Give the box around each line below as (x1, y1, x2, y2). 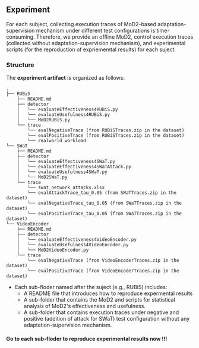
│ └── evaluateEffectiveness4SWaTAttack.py (17, 164, 132, 170)
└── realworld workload (27, 138, 86, 144)
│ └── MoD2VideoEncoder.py (17, 247, 89, 253)
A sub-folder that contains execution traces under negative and (23, 309, 179, 316)
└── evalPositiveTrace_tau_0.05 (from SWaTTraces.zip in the (27, 211, 182, 217)
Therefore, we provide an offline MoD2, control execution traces (36, 33, 194, 40)
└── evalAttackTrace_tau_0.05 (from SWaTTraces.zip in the (27, 190, 177, 196)
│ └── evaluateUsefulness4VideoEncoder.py (17, 242, 129, 248)
